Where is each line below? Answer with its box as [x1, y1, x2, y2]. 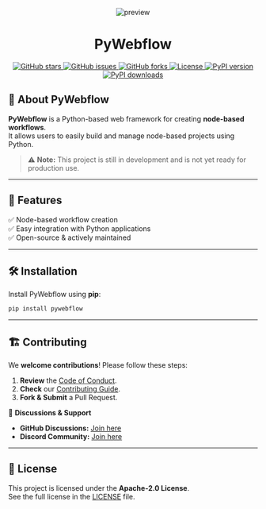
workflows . [8, 122, 46, 132]
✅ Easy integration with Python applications [8, 223, 151, 233]
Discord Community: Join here [19, 432, 123, 442]
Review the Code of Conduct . [19, 376, 117, 385]
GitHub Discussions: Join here [19, 423, 122, 433]
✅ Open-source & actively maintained [8, 233, 131, 242]
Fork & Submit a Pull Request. [19, 393, 118, 403]
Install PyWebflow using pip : [8, 290, 101, 299]
